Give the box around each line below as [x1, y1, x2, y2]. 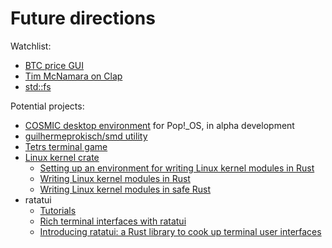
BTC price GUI [24, 59, 85, 71]
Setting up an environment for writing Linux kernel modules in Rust [39, 162, 315, 174]
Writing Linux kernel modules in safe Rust [39, 183, 212, 195]
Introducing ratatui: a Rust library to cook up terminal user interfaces [39, 225, 322, 237]
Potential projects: [10, 100, 85, 112]
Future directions [10, 7, 156, 30]
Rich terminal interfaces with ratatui [39, 215, 187, 227]
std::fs [24, 80, 52, 92]
